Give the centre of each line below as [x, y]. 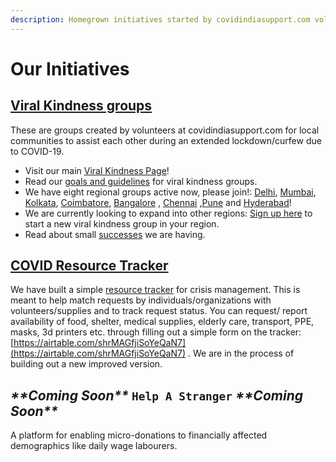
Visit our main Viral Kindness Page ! [97, 170]
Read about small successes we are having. [115, 234]
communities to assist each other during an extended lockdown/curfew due [166, 140]
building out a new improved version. [86, 364]
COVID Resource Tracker [89, 266]
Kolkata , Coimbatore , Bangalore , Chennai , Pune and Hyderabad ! [158, 202]
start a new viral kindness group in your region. [122, 223]
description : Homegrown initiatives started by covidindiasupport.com [160, 19]
